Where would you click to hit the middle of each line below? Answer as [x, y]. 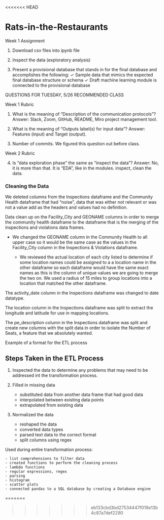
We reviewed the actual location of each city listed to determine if [86, 257]
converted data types [41, 430]
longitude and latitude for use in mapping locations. [57, 313]
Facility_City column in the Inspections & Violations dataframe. [75, 248]
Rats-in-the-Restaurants [57, 27]
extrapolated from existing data [51, 405]
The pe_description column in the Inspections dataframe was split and [76, 323]
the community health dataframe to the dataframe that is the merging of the [82, 222]
